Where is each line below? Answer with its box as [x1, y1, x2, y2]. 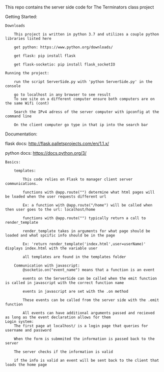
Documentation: [5, 131, 38, 137]
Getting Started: [5, 14, 38, 19]
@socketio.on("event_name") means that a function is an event [23, 268, 155, 272]
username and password [5, 328, 52, 333]
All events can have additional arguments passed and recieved [23, 310, 155, 315]
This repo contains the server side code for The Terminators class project [5, 4, 154, 10]
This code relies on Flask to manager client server [23, 177, 133, 182]
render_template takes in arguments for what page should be [23, 229, 151, 234]
